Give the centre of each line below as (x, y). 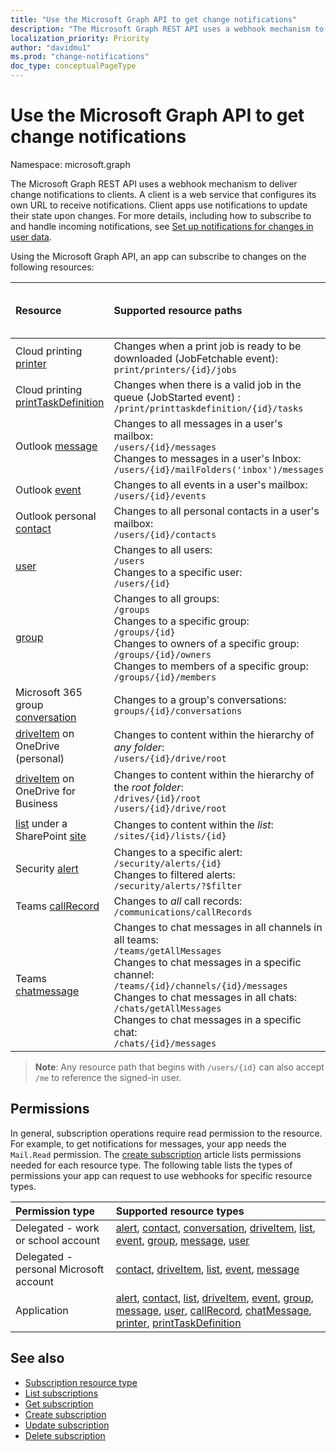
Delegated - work (57, 1228)
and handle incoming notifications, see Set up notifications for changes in (162, 226)
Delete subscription (65, 1435)
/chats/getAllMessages (167, 1008)
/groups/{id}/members (165, 677)
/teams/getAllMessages (167, 950)
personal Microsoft (60, 1269)
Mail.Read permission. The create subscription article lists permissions (156, 1154)
